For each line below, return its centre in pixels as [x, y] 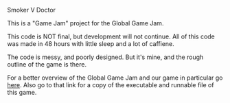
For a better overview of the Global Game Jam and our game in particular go [115, 78]
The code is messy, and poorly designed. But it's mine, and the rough [105, 57]
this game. [22, 92]
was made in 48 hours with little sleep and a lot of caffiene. [91, 44]
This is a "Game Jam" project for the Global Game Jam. [85, 23]
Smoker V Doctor [32, 10]
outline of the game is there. [47, 64]
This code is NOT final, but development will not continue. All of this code [111, 36]
